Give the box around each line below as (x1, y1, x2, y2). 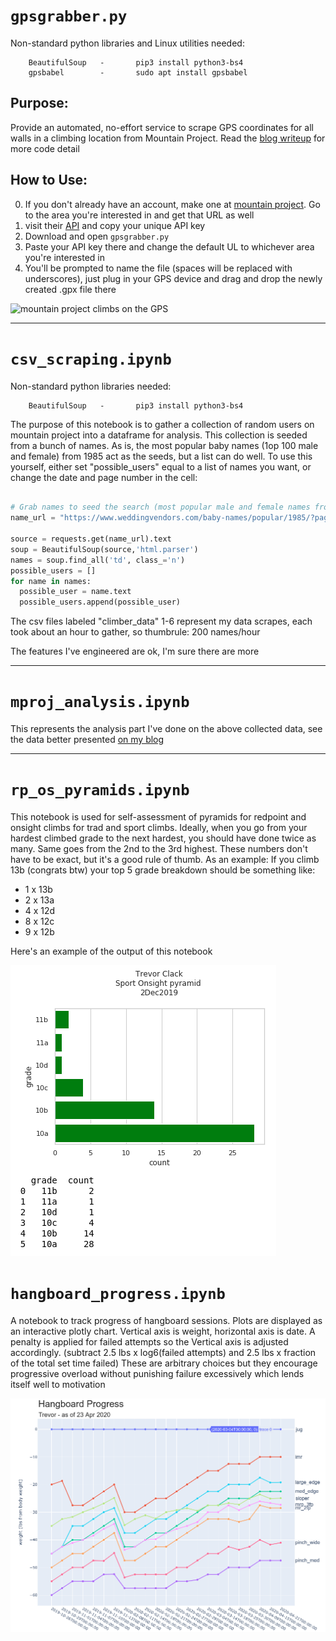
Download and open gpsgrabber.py (24, 230, 170, 242)
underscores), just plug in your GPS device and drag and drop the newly (24, 272, 323, 284)
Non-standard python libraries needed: (10, 380, 172, 392)
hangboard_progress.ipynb (10, 1285, 226, 1304)
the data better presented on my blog (10, 734, 165, 746)
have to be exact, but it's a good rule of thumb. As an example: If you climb (10, 854, 320, 865)
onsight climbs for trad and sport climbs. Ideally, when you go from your (10, 822, 308, 833)
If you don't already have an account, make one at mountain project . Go (24, 198, 321, 210)
